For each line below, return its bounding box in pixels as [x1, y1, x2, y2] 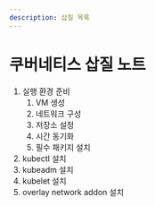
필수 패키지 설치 [35, 142, 91, 152]
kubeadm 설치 [21, 164, 74, 175]
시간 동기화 [35, 131, 74, 142]
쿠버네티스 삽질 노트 [9, 55, 147, 74]
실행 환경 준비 [21, 86, 70, 97]
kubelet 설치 [21, 176, 67, 186]
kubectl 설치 [21, 153, 67, 164]
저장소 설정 [35, 119, 74, 130]
